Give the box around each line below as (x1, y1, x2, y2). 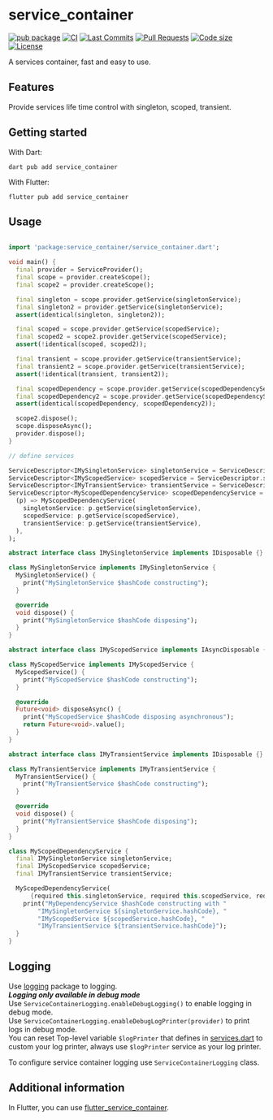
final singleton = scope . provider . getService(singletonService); (15, 295, 242, 304)
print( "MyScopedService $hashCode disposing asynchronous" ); (23, 713, 234, 721)
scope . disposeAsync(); (15, 422, 93, 430)
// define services (8, 452, 75, 460)
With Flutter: (8, 177, 50, 187)
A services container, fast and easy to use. (8, 57, 152, 67)
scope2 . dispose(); (15, 414, 79, 423)
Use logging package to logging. (8, 981, 118, 991)
